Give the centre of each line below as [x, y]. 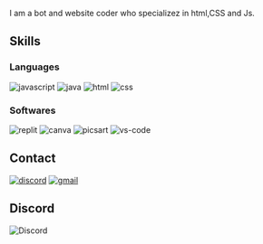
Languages [35, 67]
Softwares [33, 110]
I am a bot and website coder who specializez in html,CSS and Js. [132, 13]
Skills [25, 41]
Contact [33, 159]
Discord [32, 208]
